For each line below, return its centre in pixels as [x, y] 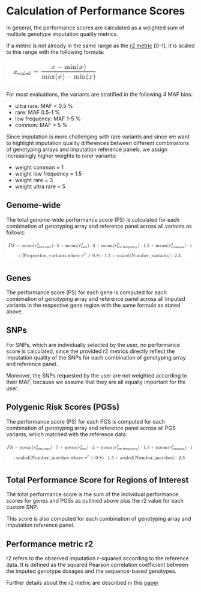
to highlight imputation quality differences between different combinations [98, 143]
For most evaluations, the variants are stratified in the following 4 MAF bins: [100, 94]
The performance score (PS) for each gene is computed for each [86, 292]
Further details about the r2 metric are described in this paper [82, 583]
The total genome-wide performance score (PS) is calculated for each [93, 219]
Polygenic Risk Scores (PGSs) [63, 407]
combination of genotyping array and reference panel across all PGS [91, 428]
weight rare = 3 [34, 180]
